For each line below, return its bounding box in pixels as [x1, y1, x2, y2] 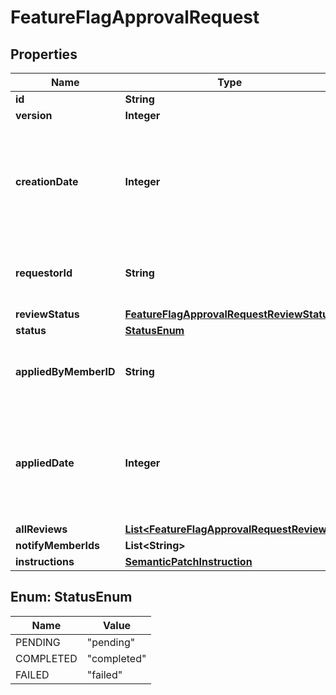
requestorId [15, 266, 73, 280]
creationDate [15, 175, 79, 188]
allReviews [15, 522, 68, 536]
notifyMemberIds [15, 539, 100, 552]
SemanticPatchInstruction [124, 555, 253, 568]
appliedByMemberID [15, 365, 116, 378]
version [15, 109, 53, 122]
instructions [15, 555, 75, 568]
